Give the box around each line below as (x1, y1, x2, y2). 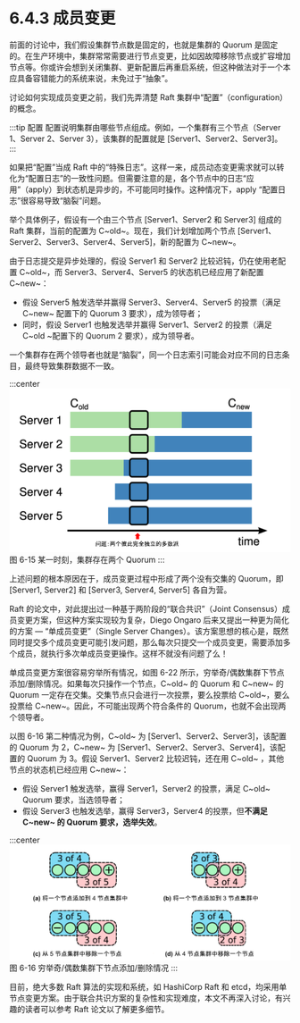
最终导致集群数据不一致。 (24, 360, 119, 371)
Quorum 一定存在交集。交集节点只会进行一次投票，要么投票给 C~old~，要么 (9, 689, 290, 700)
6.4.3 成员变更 (9, 8, 116, 29)
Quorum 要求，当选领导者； (21, 794, 125, 805)
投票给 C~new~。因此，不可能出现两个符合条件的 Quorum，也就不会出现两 (9, 700, 287, 711)
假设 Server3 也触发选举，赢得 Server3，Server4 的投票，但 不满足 (21, 805, 268, 816)
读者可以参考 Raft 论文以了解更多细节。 (24, 1003, 170, 1014)
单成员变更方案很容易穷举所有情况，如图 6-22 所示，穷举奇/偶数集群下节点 (9, 667, 285, 677)
